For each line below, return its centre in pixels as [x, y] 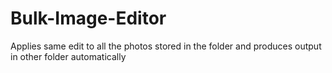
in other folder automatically [68, 56]
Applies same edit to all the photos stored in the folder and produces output [166, 46]
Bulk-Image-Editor [88, 18]
